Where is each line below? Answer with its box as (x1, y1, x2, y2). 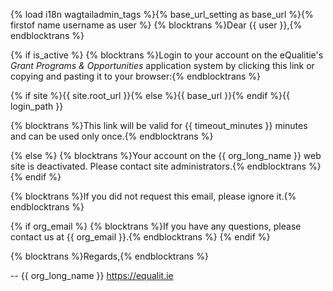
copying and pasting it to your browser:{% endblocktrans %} (10, 70, 262, 82)
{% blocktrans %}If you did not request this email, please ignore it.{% (10, 190, 297, 202)
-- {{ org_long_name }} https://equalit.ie (10, 270, 174, 281)
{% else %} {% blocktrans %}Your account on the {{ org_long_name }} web (10, 150, 322, 161)
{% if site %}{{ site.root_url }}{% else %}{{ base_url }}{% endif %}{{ (10, 90, 290, 101)
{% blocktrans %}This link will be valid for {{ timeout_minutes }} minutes (10, 120, 308, 131)
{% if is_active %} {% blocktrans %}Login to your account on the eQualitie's (10, 49, 324, 61)
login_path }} (10, 100, 64, 112)
